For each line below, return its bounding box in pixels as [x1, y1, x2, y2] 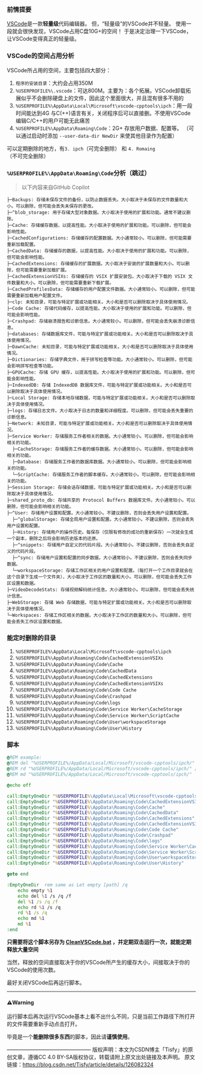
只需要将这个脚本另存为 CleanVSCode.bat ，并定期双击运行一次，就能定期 [7, 938, 192, 945]
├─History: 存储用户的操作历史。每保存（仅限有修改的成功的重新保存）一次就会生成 [12, 529, 194, 535]
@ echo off [7, 782, 32, 788]
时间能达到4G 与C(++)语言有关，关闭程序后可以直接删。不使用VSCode [15, 110, 191, 117]
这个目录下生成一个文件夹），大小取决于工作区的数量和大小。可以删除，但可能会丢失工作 [7, 573, 192, 580]
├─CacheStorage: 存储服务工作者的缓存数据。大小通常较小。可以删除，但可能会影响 [12, 446, 194, 452]
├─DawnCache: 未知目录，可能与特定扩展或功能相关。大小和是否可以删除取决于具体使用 [7, 344, 194, 350]
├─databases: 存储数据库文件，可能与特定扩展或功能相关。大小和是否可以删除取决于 [7, 331, 189, 337]
